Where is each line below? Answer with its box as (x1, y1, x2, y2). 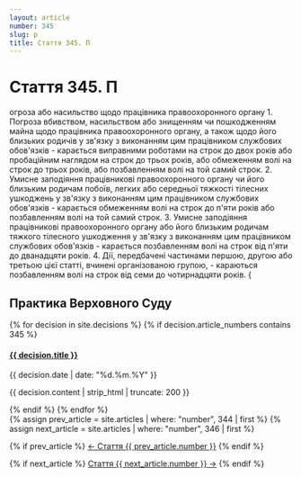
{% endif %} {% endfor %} (9, 404, 109, 415)
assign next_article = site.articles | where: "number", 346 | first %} (9, 424, 255, 435)
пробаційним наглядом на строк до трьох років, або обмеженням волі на (9, 155, 292, 166)
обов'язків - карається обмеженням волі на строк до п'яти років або (9, 202, 276, 213)
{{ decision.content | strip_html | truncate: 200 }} (9, 387, 190, 398)
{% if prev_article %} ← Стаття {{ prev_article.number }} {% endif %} (9, 441, 265, 452)
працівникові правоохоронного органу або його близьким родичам (9, 221, 270, 232)
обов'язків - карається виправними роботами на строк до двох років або (9, 145, 293, 156)
